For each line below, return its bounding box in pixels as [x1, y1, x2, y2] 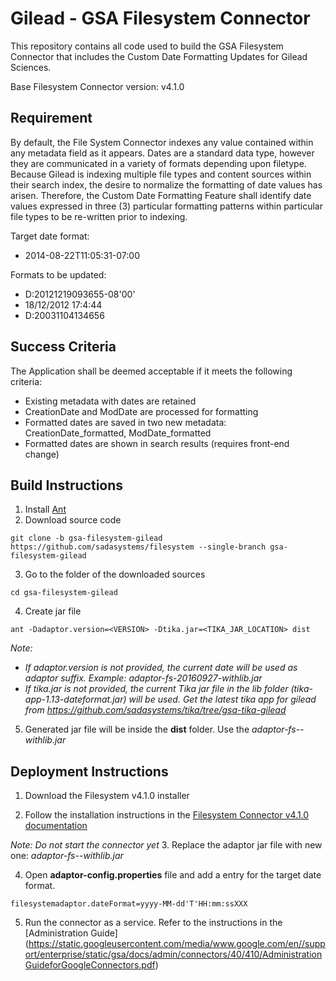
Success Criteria [10, 338, 117, 356]
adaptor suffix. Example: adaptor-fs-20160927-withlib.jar [24, 672, 263, 684]
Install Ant [24, 503, 67, 516]
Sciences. [10, 61, 52, 73]
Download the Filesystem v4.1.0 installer [24, 790, 190, 802]
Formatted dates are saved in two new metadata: [24, 416, 227, 428]
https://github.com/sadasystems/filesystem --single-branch [10, 542, 267, 552]
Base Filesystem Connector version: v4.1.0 [10, 80, 185, 92]
